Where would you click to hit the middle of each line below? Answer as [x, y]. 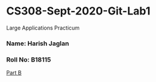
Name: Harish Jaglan [38, 43]
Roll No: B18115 [29, 60]
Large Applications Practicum [43, 28]
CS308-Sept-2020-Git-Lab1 [78, 11]
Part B [14, 73]
